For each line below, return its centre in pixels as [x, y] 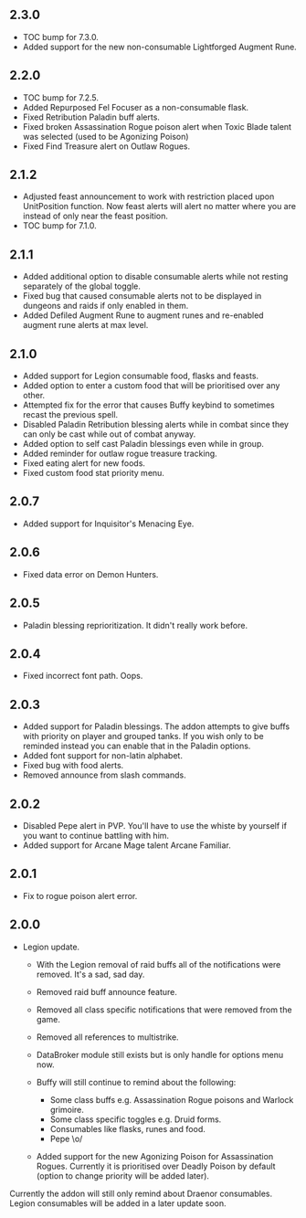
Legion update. [51, 947]
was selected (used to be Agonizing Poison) [106, 136]
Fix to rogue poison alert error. [80, 895]
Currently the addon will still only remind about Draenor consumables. [141, 1193]
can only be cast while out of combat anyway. [109, 434]
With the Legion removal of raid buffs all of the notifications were [158, 964]
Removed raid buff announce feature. [107, 991]
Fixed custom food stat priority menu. [93, 473]
